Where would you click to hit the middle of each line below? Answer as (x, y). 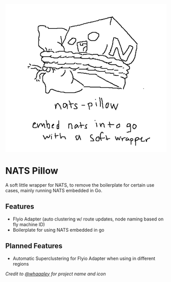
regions (21, 264)
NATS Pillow (32, 171)
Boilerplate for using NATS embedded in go (58, 230)
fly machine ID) (29, 224)
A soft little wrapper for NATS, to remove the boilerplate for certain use (80, 185)
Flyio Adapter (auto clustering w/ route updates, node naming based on (88, 219)
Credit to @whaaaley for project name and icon (56, 274)
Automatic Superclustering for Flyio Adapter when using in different (84, 258)
